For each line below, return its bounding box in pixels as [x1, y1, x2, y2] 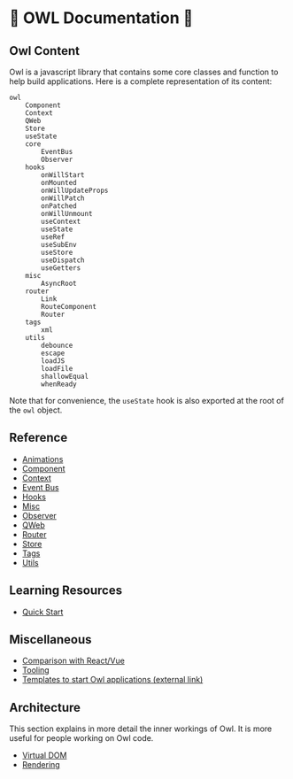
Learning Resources [9, 583, 122, 598]
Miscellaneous [9, 632, 92, 647]
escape [41, 349, 66, 358]
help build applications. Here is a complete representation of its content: [9, 76, 273, 87]
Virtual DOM [21, 750, 67, 760]
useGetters [41, 264, 81, 273]
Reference [9, 430, 68, 445]
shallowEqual [41, 372, 89, 381]
